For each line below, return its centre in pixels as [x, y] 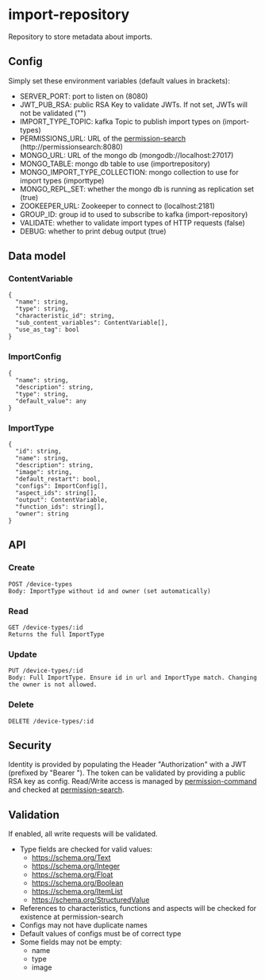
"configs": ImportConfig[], [62, 486]
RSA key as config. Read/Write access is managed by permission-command [132, 781]
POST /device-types [40, 584]
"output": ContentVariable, [62, 500]
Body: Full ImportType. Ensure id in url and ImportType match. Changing [133, 678]
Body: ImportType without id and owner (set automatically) [110, 591]
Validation [34, 814]
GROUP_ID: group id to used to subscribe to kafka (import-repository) [134, 214]
